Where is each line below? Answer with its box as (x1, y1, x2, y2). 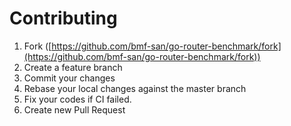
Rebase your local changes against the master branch (23, 82, 247, 94)
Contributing (9, 7, 118, 30)
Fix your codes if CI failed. (23, 93, 132, 105)
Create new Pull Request (23, 103, 126, 116)
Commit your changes (23, 72, 116, 84)
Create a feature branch (23, 61, 123, 73)
